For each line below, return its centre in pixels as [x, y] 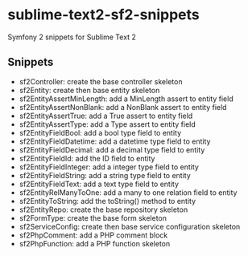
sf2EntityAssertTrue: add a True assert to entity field [106, 116]
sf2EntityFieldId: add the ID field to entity [87, 158]
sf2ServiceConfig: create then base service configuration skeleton [130, 226]
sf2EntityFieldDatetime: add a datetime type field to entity [115, 141]
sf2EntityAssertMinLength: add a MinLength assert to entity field [126, 99]
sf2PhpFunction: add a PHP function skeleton [95, 243]
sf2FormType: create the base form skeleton [93, 217]
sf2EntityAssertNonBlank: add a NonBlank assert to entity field [123, 107]
